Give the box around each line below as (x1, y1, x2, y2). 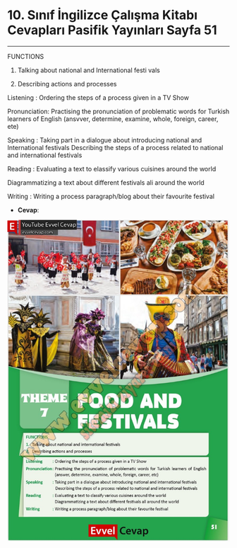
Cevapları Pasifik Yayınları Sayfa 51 (7, 22, 217, 38)
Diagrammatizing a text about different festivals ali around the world (7, 178, 205, 187)
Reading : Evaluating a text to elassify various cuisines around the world (7, 164, 217, 173)
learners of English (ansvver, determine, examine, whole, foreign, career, (7, 114, 219, 123)
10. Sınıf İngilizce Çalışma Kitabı (7, 7, 198, 23)
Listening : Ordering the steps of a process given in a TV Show (7, 93, 189, 102)
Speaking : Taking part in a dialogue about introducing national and (7, 135, 202, 144)
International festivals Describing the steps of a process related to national (7, 143, 224, 152)
